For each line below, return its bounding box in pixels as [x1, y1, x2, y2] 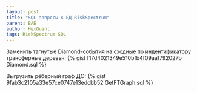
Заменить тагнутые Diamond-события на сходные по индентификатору [6, 48, 192, 55]
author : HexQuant [6, 25, 50, 32]
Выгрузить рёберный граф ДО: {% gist [6, 73, 106, 80]
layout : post [6, 8, 39, 15]
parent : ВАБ [6, 20, 36, 26]
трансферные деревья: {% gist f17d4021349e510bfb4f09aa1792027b [6, 54, 182, 62]
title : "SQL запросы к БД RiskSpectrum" [6, 15, 110, 21]
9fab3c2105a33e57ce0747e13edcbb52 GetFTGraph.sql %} [6, 79, 153, 87]
